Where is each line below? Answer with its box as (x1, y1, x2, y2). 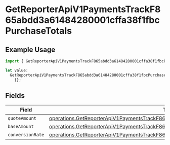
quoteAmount (8, 116, 37, 121)
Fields (5, 91, 25, 100)
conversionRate (8, 132, 45, 138)
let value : (5, 67, 28, 73)
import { (5, 59, 24, 64)
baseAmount (8, 124, 34, 130)
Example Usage (5, 45, 56, 54)
